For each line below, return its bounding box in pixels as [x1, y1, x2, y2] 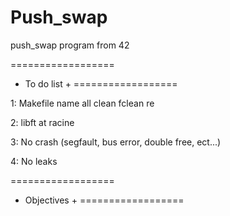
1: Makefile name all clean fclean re [10, 97, 155, 109]
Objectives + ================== [24, 194, 185, 206]
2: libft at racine [10, 116, 75, 128]
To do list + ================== [24, 77, 178, 90]
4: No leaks [10, 155, 58, 167]
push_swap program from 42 [10, 39, 130, 51]
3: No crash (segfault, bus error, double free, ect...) [10, 136, 222, 148]
